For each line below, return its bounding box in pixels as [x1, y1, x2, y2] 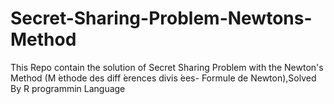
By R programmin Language [10, 82, 126, 94]
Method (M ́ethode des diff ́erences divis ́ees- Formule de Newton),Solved [10, 72, 317, 84]
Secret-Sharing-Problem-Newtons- [10, 7, 313, 30]
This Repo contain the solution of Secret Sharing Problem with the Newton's [10, 61, 324, 73]
